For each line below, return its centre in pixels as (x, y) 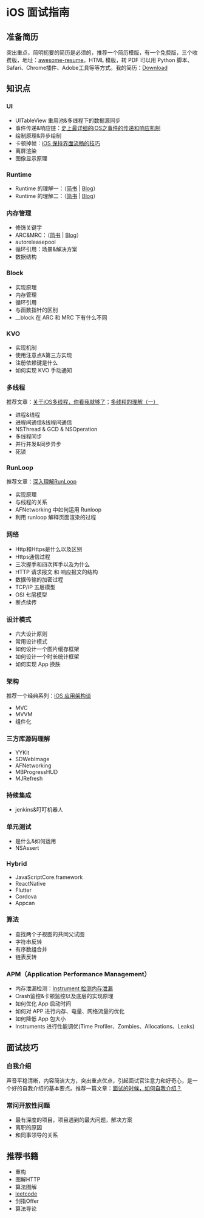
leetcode (26, 1194)
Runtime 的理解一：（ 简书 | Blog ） (57, 188)
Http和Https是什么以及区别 (49, 549)
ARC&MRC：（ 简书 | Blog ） (48, 235)
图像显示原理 (31, 158)
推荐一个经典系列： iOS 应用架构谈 (49, 696)
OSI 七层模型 (31, 594)
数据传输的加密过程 (39, 579)
